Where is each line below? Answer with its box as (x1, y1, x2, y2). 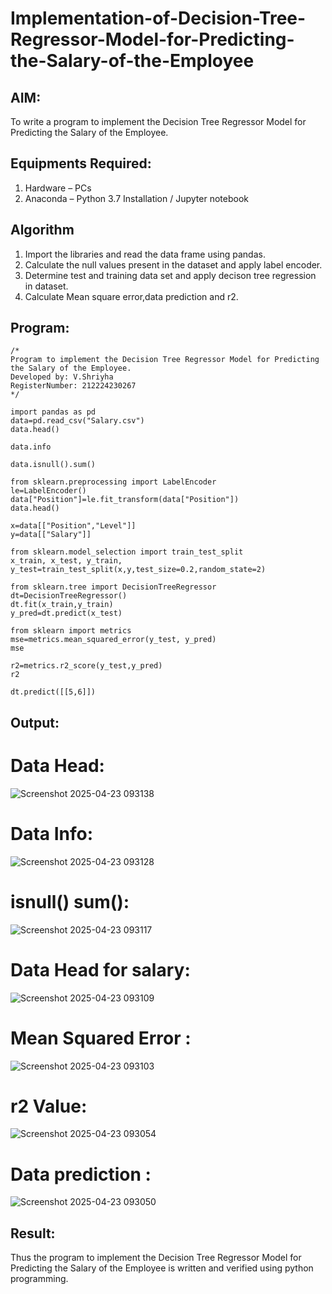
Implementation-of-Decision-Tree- (10, 7, 307, 30)
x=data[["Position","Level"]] (10, 521, 137, 531)
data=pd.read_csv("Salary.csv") (10, 416, 145, 426)
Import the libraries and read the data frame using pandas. (24, 248, 266, 260)
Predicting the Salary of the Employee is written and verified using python (10, 1262, 314, 1274)
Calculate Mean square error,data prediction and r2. (24, 290, 239, 302)
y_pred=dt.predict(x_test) (10, 608, 123, 619)
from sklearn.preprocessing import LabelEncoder (10, 477, 217, 487)
